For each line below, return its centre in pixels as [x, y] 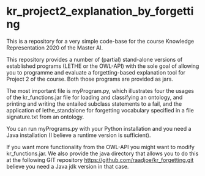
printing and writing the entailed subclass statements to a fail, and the [94, 104]
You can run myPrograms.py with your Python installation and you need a [99, 128]
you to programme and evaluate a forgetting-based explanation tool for [96, 72]
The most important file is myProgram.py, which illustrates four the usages [100, 90]
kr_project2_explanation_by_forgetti [100, 11]
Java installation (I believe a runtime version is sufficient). [79, 135]
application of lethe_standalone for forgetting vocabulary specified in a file [100, 110]
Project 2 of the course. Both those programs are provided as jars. [90, 79]
